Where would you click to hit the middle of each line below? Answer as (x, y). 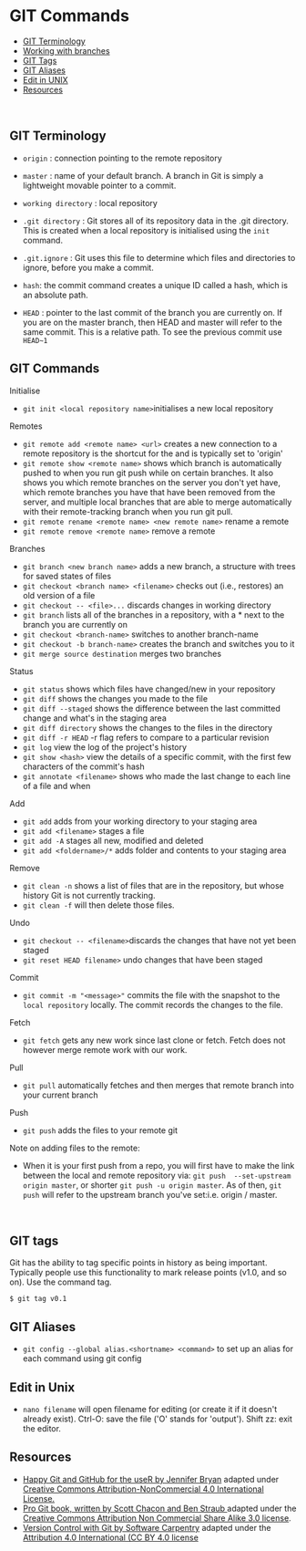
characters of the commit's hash (83, 766)
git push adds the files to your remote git (100, 1130)
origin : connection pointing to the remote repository (122, 158)
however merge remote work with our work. (105, 1049)
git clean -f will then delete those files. (98, 905)
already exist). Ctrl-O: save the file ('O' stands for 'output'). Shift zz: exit (158, 1419)
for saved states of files (67, 576)
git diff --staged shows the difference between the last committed (151, 708)
